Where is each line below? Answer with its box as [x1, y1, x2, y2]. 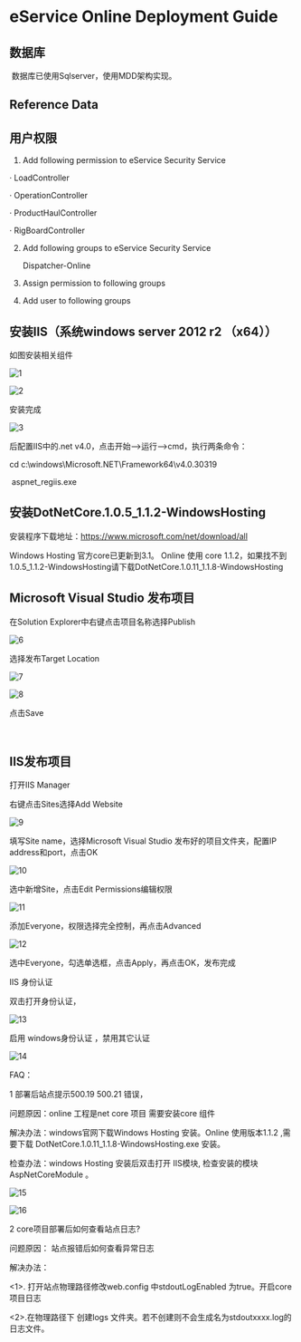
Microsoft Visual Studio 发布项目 [9, 591, 195, 606]
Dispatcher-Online [22, 260, 91, 271]
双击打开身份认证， [9, 996, 81, 1007]
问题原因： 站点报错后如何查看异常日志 [9, 1243, 155, 1254]
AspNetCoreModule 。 [9, 1169, 94, 1180]
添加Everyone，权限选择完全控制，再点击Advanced [9, 921, 202, 932]
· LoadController [9, 172, 70, 183]
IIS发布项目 [9, 754, 72, 769]
